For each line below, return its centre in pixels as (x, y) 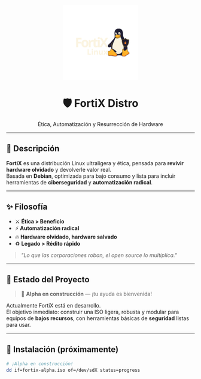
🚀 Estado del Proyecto (48, 280)
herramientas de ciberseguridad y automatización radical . (80, 182)
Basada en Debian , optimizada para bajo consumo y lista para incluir (91, 176)
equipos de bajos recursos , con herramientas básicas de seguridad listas (98, 318)
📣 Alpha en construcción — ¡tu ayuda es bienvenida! (86, 294)
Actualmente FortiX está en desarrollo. (54, 306)
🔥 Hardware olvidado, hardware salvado (66, 237)
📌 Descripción (33, 149)
